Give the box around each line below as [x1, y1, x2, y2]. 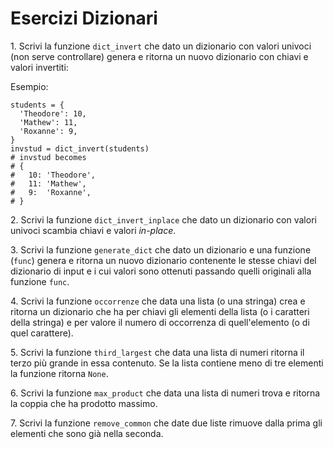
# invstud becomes [10, 152, 87, 162]
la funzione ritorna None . [10, 367, 109, 379]
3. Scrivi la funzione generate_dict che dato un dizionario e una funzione [10, 243, 312, 256]
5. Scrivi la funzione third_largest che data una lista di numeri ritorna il [10, 346, 305, 358]
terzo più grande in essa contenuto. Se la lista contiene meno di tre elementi [10, 357, 324, 369]
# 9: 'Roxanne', [10, 187, 92, 197]
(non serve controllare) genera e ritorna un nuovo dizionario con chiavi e [10, 50, 309, 62]
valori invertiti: [10, 61, 69, 73]
